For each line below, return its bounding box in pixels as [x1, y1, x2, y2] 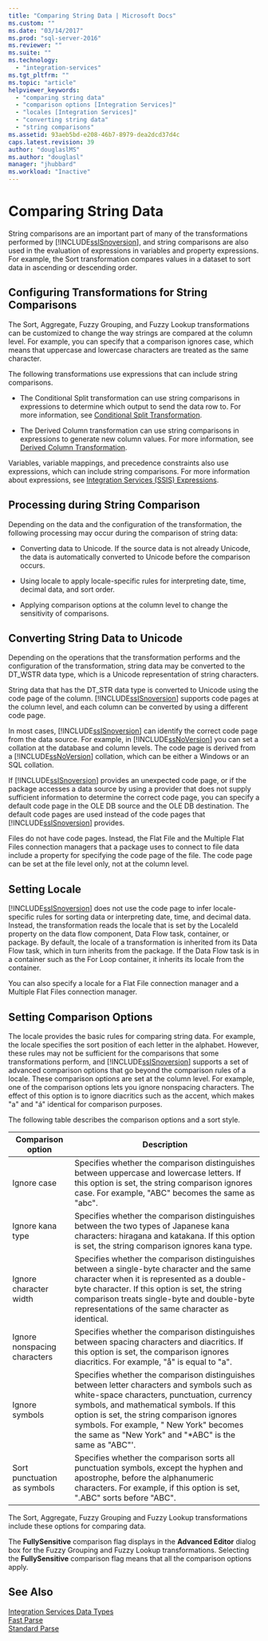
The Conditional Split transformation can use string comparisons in [19, 393, 241, 402]
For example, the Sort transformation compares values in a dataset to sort [8, 254, 251, 264]
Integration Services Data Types [8, 1607, 114, 1616]
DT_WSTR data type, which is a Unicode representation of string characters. [8, 669, 259, 680]
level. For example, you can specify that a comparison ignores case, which [8, 337, 254, 346]
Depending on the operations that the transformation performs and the [8, 653, 241, 662]
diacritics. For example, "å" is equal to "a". [74, 1356, 233, 1367]
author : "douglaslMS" [8, 146, 81, 154]
